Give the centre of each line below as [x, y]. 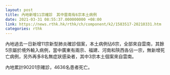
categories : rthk [24, 29]
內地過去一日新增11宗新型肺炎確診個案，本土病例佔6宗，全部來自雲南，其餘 [85, 44]
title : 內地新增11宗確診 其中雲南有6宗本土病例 [51, 15]
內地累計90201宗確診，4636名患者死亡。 [49, 67]
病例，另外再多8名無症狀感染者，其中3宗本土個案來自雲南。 [73, 57]
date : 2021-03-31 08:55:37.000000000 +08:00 [54, 19]
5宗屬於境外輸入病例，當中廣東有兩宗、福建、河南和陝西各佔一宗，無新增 [83, 50]
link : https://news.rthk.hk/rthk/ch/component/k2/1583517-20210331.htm [83, 24]
